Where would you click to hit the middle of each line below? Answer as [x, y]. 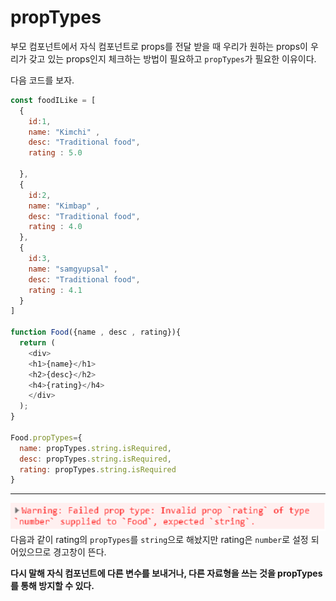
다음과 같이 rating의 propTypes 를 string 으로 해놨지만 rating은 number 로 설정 [159, 539]
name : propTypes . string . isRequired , [95, 448]
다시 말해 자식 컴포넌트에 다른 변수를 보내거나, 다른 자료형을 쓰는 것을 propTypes [166, 573]
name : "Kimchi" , [64, 132]
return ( [37, 343]
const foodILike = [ [53, 100]
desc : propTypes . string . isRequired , [95, 459]
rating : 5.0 [55, 153]
